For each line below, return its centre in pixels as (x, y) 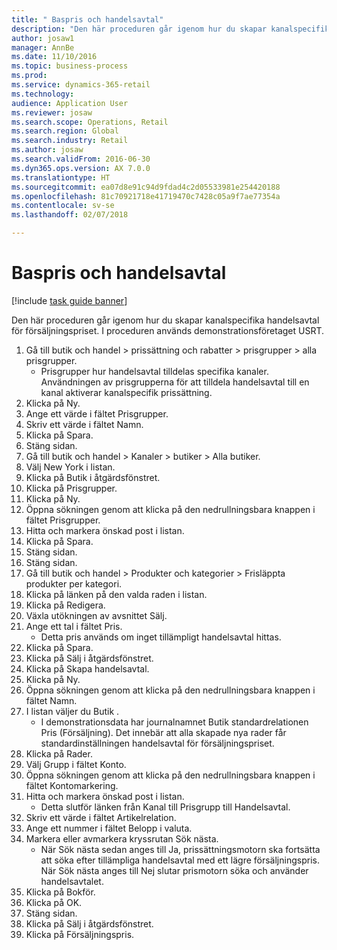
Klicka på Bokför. (60, 892)
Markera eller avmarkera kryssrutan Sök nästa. (122, 838)
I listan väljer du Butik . (72, 711)
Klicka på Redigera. (65, 605)
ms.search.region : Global (65, 131)
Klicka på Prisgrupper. (71, 488)
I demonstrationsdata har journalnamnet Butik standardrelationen (174, 722)
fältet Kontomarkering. (72, 785)
